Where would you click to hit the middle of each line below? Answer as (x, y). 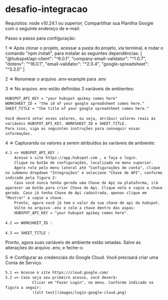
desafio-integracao (46, 9)
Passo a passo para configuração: (41, 38)
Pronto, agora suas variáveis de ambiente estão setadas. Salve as (73, 242)
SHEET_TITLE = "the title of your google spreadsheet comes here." (77, 108)
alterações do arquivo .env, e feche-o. (45, 247)
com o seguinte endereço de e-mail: (43, 28)
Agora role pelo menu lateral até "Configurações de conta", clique (87, 168)
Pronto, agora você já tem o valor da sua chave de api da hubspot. (87, 203)
